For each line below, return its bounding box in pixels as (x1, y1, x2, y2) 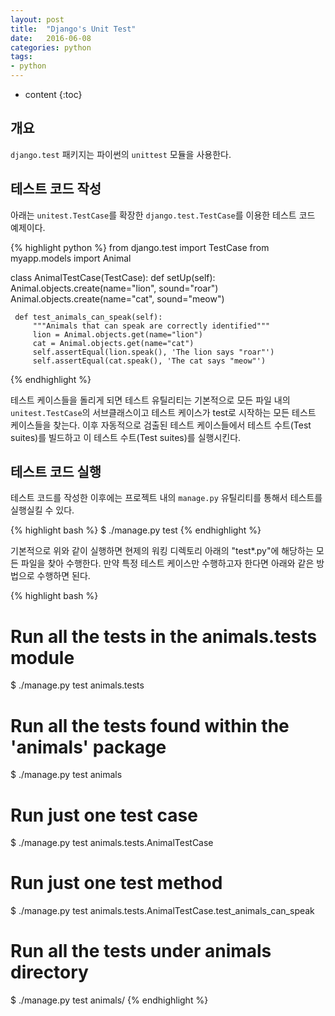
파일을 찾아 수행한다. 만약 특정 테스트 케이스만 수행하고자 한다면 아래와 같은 (20, 557, 315, 570)
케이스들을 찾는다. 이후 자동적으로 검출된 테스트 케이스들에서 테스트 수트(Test (10, 419, 312, 431)
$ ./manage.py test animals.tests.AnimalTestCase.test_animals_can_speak (10, 905, 315, 917)
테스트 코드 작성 (10, 181, 102, 198)
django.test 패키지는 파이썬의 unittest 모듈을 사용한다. (10, 148, 232, 160)
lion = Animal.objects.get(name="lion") (32, 329, 203, 340)
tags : (10, 52, 33, 62)
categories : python (10, 42, 92, 53)
